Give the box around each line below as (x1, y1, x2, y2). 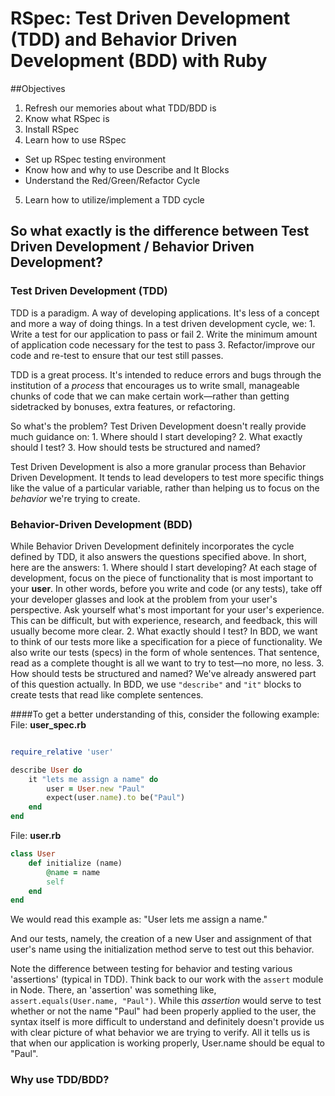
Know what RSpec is (24, 112, 110, 124)
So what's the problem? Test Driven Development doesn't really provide (10, 420, 307, 432)
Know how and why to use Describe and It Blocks (24, 163, 230, 176)
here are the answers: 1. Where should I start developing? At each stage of (10, 561, 318, 573)
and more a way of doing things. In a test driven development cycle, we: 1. (10, 317, 316, 329)
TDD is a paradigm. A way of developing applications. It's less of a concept (10, 307, 320, 319)
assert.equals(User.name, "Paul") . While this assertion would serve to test (10, 995, 322, 1007)
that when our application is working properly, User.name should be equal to (10, 1037, 326, 1049)
